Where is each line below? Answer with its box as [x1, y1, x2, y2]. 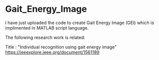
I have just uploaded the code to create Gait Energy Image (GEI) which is [5, 20, 155, 26]
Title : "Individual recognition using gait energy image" [5, 44, 117, 50]
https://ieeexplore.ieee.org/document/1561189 [5, 49, 100, 55]
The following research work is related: [5, 34, 86, 40]
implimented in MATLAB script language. [5, 25, 89, 30]
